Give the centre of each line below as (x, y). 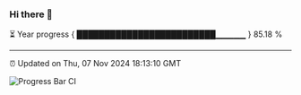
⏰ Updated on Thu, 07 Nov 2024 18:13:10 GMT (95, 64)
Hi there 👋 (31, 14)
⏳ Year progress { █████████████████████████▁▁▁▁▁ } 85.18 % (146, 34)
